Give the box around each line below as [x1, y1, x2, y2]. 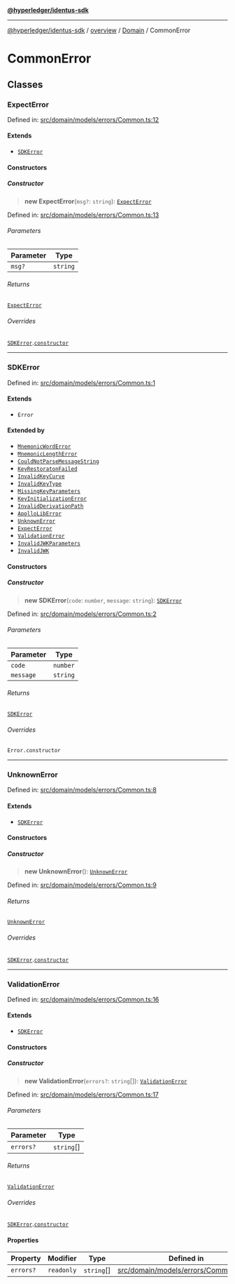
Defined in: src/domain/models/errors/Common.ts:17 [7, 1090, 159, 1099]
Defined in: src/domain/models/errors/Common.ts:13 [7, 210, 159, 219]
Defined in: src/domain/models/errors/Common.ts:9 [7, 881, 157, 890]
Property [10, 1254, 41, 1264]
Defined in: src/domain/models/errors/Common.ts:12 [7, 115, 159, 123]
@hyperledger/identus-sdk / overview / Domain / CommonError [7, 26, 191, 34]
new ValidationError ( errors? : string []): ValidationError [24, 1076, 187, 1085]
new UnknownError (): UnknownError [24, 867, 128, 876]
